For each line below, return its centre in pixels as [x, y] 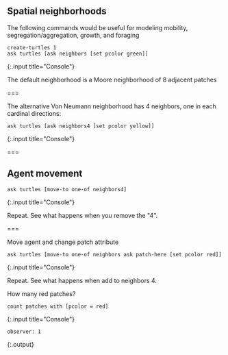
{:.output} [21, 344]
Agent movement [45, 174]
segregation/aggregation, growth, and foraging [73, 35]
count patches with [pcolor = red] [58, 306]
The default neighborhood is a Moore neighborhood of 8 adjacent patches [112, 79]
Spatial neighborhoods [57, 11]
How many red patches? [41, 293]
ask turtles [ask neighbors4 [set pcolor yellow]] [81, 126]
